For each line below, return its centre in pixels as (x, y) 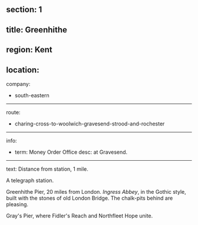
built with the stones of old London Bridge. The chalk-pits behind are (90, 198)
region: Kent (29, 50)
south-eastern (32, 95)
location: (23, 70)
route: (13, 112)
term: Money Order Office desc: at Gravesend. (71, 152)
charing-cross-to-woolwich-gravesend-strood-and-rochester (90, 124)
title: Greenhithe (37, 30)
